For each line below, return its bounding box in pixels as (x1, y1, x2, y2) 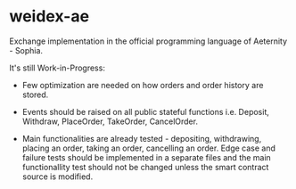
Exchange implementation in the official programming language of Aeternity (9, 36, 288, 46)
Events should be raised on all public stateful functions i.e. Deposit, (21, 106, 269, 117)
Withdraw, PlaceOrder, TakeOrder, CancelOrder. (21, 116, 199, 127)
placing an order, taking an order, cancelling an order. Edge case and (21, 143, 276, 153)
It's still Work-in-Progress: (9, 62, 105, 73)
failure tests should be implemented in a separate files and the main (21, 152, 272, 162)
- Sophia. (9, 45, 43, 55)
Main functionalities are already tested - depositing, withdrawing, (21, 133, 262, 144)
